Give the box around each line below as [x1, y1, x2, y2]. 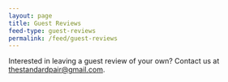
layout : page [8, 11, 53, 20]
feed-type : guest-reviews [8, 27, 96, 35]
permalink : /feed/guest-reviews [8, 34, 118, 43]
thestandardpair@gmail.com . [8, 65, 105, 75]
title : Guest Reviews [8, 19, 82, 27]
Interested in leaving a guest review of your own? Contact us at [8, 56, 220, 66]
